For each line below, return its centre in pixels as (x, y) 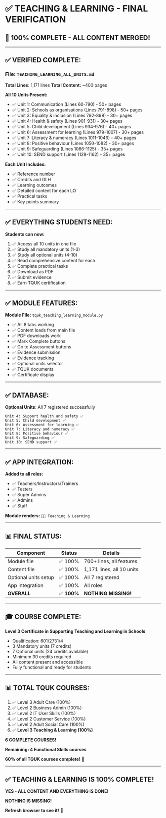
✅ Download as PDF (33, 271)
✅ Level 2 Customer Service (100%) (49, 719)
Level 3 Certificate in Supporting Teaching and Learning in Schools (75, 631)
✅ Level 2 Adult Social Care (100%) (48, 724)
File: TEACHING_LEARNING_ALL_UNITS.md (50, 74)
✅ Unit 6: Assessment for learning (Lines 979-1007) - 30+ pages (78, 132)
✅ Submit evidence (32, 277)
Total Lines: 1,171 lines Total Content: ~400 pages (56, 85)
